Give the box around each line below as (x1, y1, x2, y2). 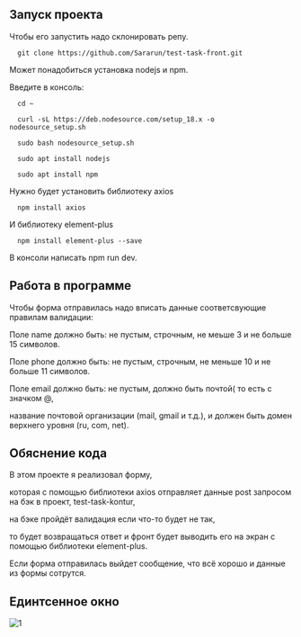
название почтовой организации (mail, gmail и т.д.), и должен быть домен (9, 409, 292, 421)
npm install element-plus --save (17, 236, 143, 246)
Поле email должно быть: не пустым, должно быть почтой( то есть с (9, 382, 272, 394)
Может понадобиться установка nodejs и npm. (9, 64, 189, 75)
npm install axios (17, 202, 87, 212)
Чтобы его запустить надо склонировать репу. (9, 31, 189, 41)
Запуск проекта (9, 7, 103, 22)
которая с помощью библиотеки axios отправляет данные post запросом (9, 487, 292, 498)
